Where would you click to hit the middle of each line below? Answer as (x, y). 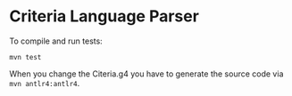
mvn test (25, 57)
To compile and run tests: (56, 41)
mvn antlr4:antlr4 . (45, 83)
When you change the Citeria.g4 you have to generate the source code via (146, 74)
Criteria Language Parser (104, 16)
